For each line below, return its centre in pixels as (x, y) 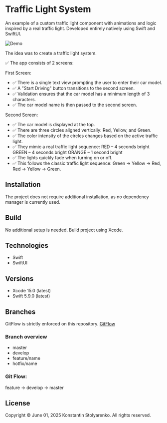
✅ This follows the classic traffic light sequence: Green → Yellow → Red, (86, 163)
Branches (20, 312)
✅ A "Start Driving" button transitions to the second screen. (74, 88)
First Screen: (18, 73)
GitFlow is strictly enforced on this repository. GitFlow (60, 324)
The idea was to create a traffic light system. (51, 53)
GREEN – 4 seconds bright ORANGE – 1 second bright (68, 152)
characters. (24, 99)
